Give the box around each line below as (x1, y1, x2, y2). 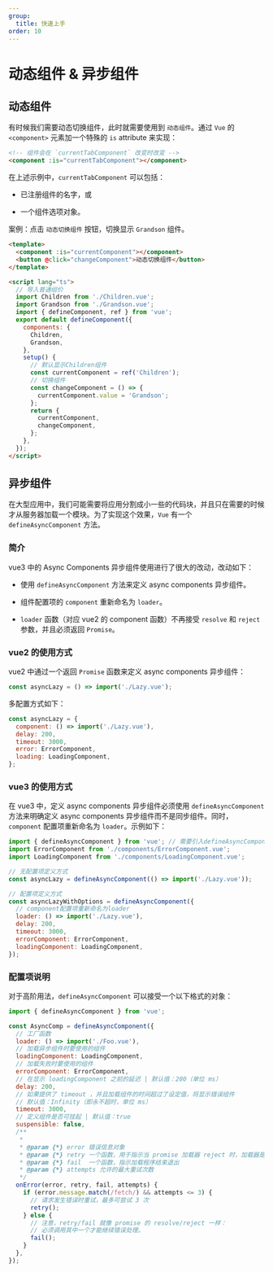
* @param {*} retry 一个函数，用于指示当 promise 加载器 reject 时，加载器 (19, 1151, 260, 1159)
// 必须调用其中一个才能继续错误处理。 (29, 1226, 145, 1235)
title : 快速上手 (15, 20, 67, 28)
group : (8, 11, 31, 20)
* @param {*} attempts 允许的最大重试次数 (19, 1165, 154, 1174)
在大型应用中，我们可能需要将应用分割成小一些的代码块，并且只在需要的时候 (8, 500, 265, 509)
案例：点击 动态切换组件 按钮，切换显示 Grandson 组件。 (8, 225, 189, 234)
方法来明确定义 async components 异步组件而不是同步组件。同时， (8, 811, 233, 821)
